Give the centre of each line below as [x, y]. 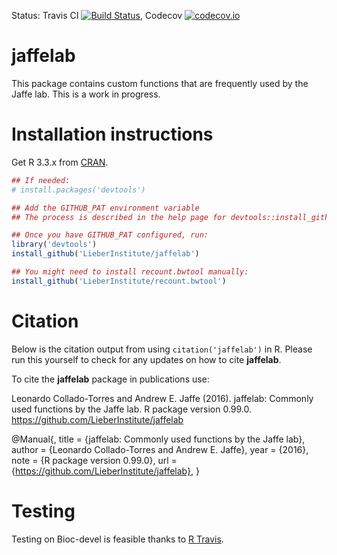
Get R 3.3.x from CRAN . [60, 162]
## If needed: [41, 180]
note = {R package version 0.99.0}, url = [94, 460]
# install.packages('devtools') [78, 190]
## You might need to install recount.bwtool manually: [130, 272]
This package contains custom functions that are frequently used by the [160, 83]
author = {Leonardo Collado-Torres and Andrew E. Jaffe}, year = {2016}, [160, 449]
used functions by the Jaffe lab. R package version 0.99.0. [132, 409]
